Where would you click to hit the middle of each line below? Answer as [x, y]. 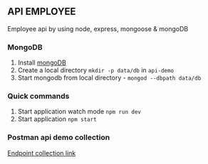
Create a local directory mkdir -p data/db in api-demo [96, 70]
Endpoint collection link [42, 153]
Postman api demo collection [59, 138]
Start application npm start [57, 119]
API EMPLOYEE [42, 12]
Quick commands [38, 97]
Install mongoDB [42, 62]
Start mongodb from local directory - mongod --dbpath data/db [109, 78]
